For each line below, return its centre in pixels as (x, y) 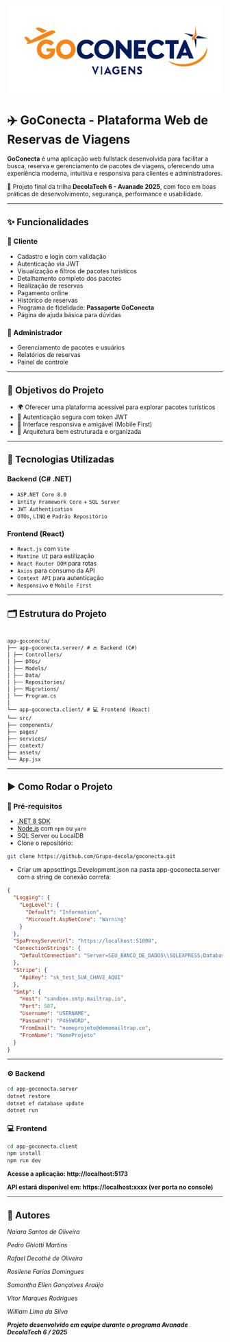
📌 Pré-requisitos (35, 807)
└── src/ (20, 718)
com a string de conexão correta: (64, 877)
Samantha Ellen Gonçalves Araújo (55, 1284)
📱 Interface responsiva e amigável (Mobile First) (85, 424)
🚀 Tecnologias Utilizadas (61, 460)
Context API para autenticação (60, 577)
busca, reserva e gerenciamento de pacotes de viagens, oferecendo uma (111, 166)
